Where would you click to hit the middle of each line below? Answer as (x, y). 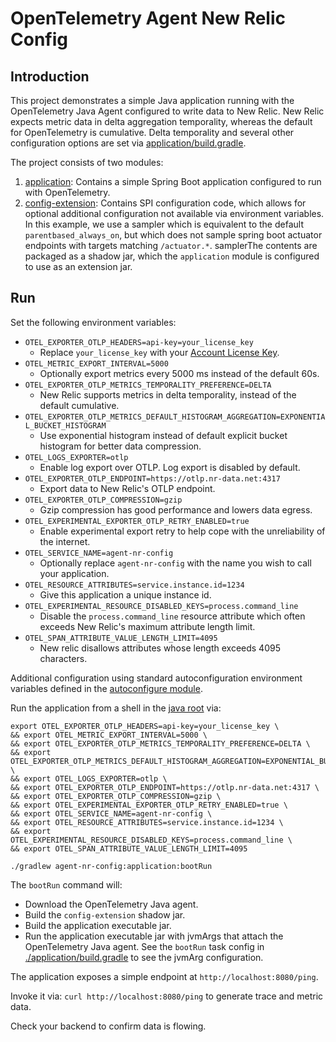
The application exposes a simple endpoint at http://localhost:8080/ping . (164, 976)
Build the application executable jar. (98, 925)
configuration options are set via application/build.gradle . (128, 143)
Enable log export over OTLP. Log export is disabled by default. (170, 467)
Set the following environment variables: (93, 322)
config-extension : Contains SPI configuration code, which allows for (165, 203)
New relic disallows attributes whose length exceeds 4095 (160, 648)
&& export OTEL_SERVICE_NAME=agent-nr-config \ (111, 813)
